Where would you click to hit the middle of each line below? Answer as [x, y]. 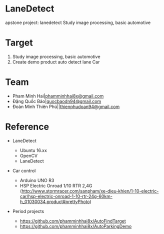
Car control [24, 170]
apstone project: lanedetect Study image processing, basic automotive [78, 22]
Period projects [28, 211]
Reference [27, 127]
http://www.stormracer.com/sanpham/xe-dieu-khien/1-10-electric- [90, 191]
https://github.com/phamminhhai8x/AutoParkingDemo [76, 226]
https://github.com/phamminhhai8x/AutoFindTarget [73, 221]
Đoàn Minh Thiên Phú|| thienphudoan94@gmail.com [66, 106]
